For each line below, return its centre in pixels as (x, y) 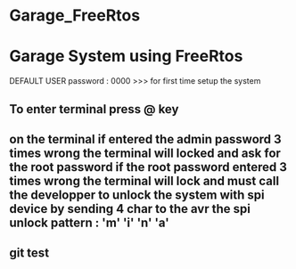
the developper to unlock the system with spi (137, 195)
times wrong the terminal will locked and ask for (145, 153)
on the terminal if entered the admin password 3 (146, 139)
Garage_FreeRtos (75, 16)
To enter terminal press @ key (94, 109)
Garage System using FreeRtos (126, 57)
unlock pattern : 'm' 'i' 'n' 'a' (89, 222)
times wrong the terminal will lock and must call (144, 180)
